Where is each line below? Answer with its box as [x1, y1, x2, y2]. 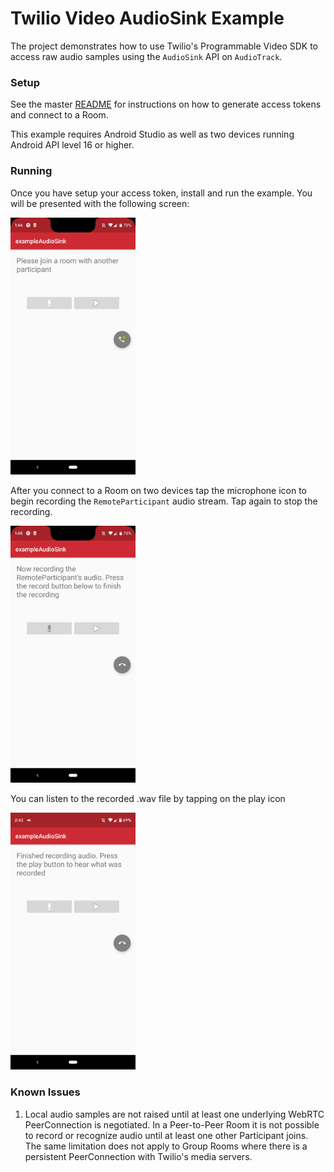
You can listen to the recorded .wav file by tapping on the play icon [10, 793, 286, 804]
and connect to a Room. [10, 109, 109, 121]
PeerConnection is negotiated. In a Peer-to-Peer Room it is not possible [24, 1118, 320, 1131]
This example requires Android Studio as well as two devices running [10, 128, 295, 141]
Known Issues [10, 1085, 81, 1099]
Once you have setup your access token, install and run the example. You [10, 187, 313, 199]
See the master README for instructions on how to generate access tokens [10, 98, 322, 111]
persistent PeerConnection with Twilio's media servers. [24, 1150, 253, 1162]
